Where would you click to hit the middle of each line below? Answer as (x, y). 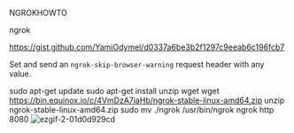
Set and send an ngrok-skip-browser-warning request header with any (137, 64)
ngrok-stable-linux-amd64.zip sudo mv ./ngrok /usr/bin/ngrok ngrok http (142, 110)
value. (20, 74)
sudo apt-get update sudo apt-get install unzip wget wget (114, 91)
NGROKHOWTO (39, 13)
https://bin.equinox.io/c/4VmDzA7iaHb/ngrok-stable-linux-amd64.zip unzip (147, 100)
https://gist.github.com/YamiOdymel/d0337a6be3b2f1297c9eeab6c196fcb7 (147, 47)
